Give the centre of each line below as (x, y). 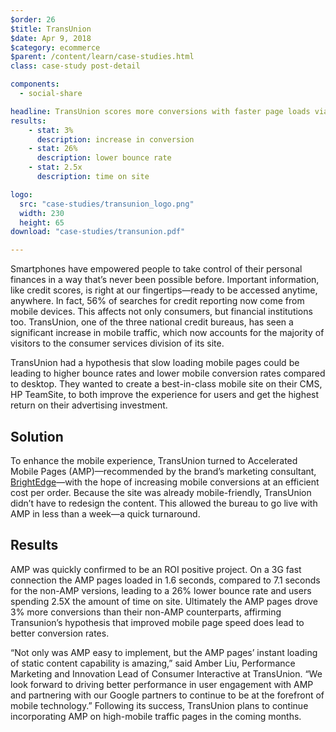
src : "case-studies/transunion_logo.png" (107, 204)
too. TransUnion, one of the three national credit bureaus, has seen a (152, 322)
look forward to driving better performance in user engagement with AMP (162, 684)
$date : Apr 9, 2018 (51, 38)
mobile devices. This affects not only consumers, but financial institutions (161, 312)
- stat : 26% (53, 149)
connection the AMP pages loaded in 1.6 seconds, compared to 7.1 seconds (165, 580)
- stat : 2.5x (55, 167)
